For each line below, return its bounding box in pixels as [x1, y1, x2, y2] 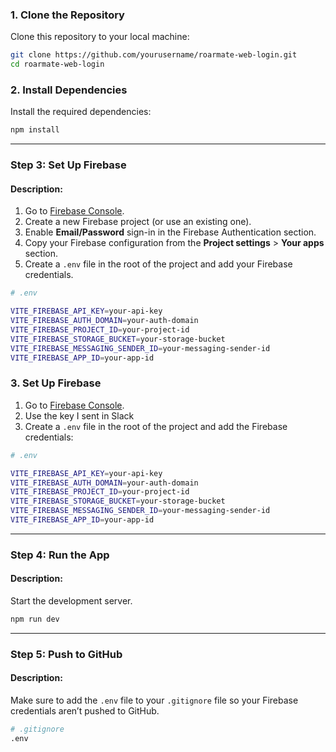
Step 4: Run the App [10, 548, 110, 562]
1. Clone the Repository [10, 8, 125, 22]
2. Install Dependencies [10, 83, 128, 97]
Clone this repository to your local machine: [10, 31, 190, 43]
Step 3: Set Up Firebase [10, 158, 127, 172]
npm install [10, 125, 60, 135]
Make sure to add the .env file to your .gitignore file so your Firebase [10, 694, 299, 707]
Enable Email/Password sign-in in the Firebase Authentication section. [24, 226, 317, 238]
